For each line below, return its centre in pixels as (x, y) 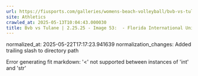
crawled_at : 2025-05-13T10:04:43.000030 (57, 22)
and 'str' (16, 68)
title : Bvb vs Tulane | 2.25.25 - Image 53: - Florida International (95, 28)
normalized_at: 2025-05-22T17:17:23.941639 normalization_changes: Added (99, 44)
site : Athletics (26, 17)
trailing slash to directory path (42, 51)
